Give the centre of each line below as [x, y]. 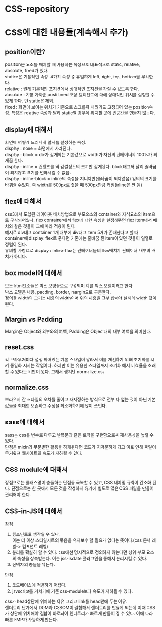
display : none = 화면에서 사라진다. [38, 148]
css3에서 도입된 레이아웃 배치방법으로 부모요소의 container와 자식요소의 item [78, 214]
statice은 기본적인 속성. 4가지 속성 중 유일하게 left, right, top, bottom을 [73, 77]
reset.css [20, 347]
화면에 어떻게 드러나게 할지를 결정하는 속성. [46, 142]
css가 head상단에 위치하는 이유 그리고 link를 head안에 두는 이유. [66, 601]
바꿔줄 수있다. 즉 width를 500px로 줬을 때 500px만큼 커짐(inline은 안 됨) [74, 185]
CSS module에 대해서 [36, 470]
